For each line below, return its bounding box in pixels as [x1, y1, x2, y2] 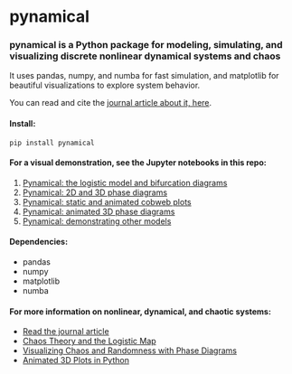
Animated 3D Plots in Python [22, 355, 129, 366]
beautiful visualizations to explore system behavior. [9, 79, 201, 91]
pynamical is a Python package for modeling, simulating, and [9, 39, 283, 51]
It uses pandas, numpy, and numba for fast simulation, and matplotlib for [9, 70, 279, 81]
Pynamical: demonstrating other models [22, 215, 172, 227]
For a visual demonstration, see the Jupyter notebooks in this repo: [9, 157, 267, 168]
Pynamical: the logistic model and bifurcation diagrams [22, 177, 228, 188]
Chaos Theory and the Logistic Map [22, 336, 156, 347]
